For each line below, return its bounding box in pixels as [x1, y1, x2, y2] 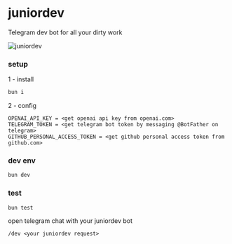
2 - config [8, 102, 37, 110]
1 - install [8, 75, 34, 83]
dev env [8, 156, 36, 165]
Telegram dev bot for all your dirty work [8, 28, 123, 36]
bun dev [8, 172, 31, 179]
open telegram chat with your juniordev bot [8, 217, 132, 225]
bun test [8, 204, 34, 211]
